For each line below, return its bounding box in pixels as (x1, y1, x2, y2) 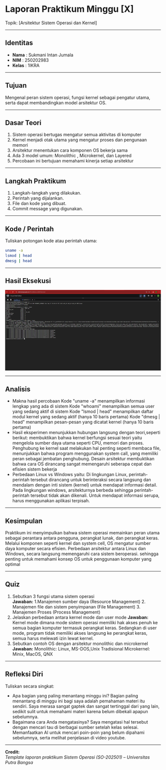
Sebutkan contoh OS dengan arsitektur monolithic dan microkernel (12, 641, 148, 647)
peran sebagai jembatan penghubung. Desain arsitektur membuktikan (12, 456, 155, 462)
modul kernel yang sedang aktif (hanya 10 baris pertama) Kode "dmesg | (12, 414, 161, 420)
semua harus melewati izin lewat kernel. (12, 635, 94, 641)
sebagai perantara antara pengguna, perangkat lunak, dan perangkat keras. (5, 535, 159, 541)
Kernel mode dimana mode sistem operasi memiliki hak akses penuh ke (12, 619, 158, 625)
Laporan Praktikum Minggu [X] (5, 3, 134, 15)
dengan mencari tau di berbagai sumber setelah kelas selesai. (12, 724, 139, 730)
